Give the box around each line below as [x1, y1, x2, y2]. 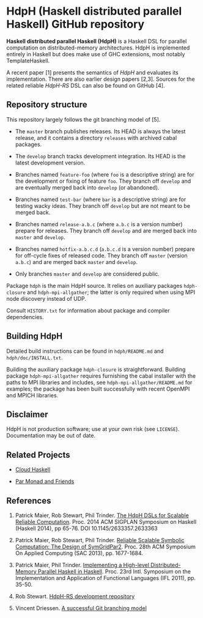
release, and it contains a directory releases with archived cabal [15, 134, 177, 141]
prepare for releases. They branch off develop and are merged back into [15, 227, 197, 234]
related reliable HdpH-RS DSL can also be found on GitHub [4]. [6, 81, 165, 89]
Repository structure [6, 100, 87, 110]
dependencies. [6, 313, 44, 320]
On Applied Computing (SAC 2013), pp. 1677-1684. [15, 550, 144, 557]
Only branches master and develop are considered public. [15, 270, 160, 278]
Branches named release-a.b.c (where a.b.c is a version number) [15, 220, 183, 227]
